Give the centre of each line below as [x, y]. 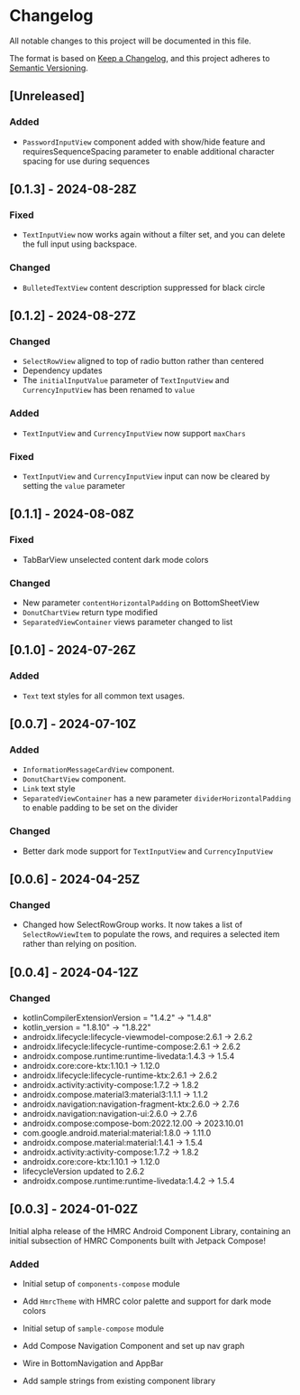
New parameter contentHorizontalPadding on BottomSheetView [141, 603]
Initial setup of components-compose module [101, 1284]
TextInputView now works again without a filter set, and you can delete [154, 235]
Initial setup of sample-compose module [93, 1328]
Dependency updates [62, 370]
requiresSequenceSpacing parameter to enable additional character [148, 151]
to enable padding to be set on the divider [100, 808]
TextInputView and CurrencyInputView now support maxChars [134, 433]
